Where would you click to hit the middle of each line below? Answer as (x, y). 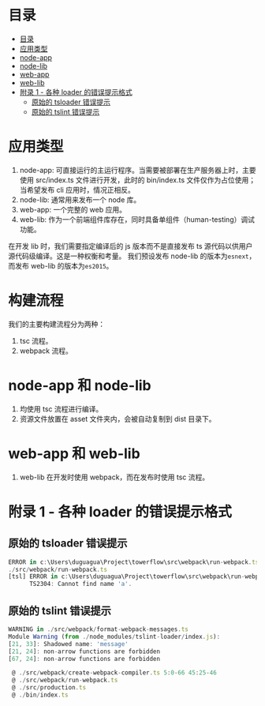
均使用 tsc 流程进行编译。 (61, 409)
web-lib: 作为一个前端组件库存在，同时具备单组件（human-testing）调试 (137, 219)
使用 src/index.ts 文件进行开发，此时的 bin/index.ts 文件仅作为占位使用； (138, 180)
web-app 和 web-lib (74, 453)
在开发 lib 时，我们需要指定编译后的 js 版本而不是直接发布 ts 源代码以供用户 (131, 246)
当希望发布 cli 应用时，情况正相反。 (77, 190)
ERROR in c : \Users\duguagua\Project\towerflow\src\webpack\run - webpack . (130, 562)
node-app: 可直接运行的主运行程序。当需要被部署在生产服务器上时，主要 (138, 170)
